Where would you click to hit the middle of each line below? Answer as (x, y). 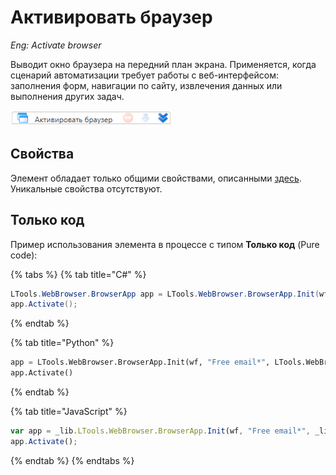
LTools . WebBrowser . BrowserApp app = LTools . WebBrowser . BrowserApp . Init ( (165, 294)
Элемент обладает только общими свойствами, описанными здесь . (156, 178)
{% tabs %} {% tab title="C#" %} (78, 274)
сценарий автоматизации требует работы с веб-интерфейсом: (144, 75)
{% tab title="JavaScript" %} (69, 412)
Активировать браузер (111, 17)
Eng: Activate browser (56, 45)
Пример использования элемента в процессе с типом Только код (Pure (165, 244)
